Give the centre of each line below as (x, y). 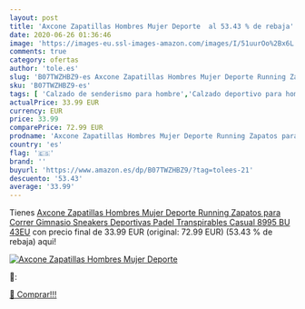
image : (22, 43)
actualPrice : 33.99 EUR (54, 102)
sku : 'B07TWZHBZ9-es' (50, 85)
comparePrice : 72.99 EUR (56, 128)
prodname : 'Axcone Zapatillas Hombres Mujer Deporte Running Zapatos (144, 136)
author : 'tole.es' (44, 69)
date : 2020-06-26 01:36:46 (60, 35)
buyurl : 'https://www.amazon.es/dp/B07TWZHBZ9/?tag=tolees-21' (132, 170)
